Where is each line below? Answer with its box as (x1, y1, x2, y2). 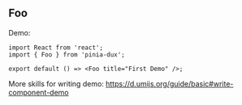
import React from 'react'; (8, 44, 104, 52)
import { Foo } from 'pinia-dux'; (8, 50, 126, 59)
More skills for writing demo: (8, 78, 104, 88)
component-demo (8, 87, 69, 97)
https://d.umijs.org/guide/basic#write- (105, 78, 234, 88)
